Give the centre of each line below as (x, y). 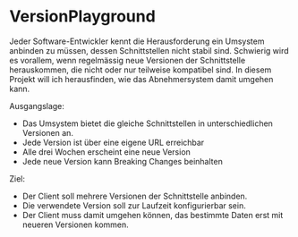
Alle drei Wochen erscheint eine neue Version (106, 152)
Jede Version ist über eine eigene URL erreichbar (113, 142)
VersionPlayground (83, 17)
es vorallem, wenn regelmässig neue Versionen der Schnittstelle (128, 60)
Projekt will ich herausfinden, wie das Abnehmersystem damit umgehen (141, 79)
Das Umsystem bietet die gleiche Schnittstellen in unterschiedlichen (147, 123)
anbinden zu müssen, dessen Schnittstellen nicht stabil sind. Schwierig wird (149, 50)
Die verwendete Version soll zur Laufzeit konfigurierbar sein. (134, 205)
